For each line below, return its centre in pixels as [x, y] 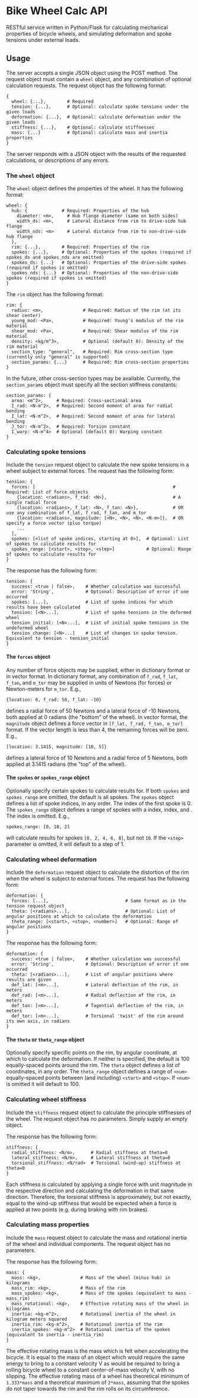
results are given [29, 980]
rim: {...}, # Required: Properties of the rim [80, 247]
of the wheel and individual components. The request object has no [88, 1244]
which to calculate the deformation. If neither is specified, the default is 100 [98, 1059]
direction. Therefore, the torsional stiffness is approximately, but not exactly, [99, 1197]
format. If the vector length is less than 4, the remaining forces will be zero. [98, 729]
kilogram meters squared [37, 1319]
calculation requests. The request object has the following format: [86, 85]
